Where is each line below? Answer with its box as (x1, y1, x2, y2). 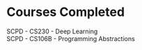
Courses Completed (6, 4, 125, 20)
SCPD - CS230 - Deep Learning (6, 27, 98, 35)
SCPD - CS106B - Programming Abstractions (6, 34, 135, 42)
